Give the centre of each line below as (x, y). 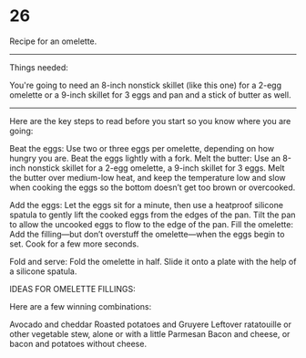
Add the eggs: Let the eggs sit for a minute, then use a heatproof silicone (147, 205)
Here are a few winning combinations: (81, 306)
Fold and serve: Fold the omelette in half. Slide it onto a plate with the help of (153, 261)
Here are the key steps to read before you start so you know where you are (150, 121)
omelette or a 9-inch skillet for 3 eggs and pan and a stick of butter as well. (150, 95)
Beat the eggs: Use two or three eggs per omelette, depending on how (142, 148)
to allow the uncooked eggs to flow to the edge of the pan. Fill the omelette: (152, 224)
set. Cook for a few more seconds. (74, 244)
